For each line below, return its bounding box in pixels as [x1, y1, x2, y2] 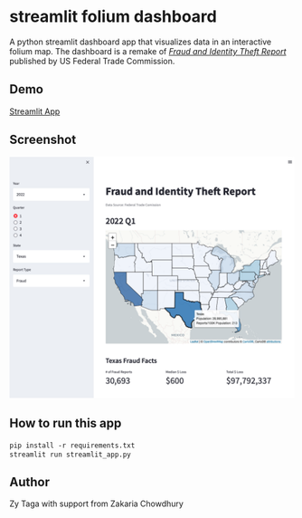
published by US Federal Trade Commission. [9, 55, 175, 66]
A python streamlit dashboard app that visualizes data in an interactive [9, 36, 272, 47]
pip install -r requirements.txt [9, 441, 136, 450]
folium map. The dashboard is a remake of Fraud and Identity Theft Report [9, 45, 287, 56]
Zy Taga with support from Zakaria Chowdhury [9, 498, 184, 509]
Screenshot [9, 132, 77, 148]
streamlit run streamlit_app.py [9, 450, 131, 459]
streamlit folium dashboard [9, 6, 217, 27]
